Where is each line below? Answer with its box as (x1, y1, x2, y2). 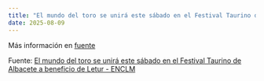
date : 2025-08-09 (8, 19, 65, 27)
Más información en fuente (8, 40, 96, 50)
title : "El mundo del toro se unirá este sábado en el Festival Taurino (8, 11, 251, 20)
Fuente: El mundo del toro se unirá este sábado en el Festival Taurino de (8, 56, 242, 65)
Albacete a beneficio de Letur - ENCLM (8, 64, 136, 73)
